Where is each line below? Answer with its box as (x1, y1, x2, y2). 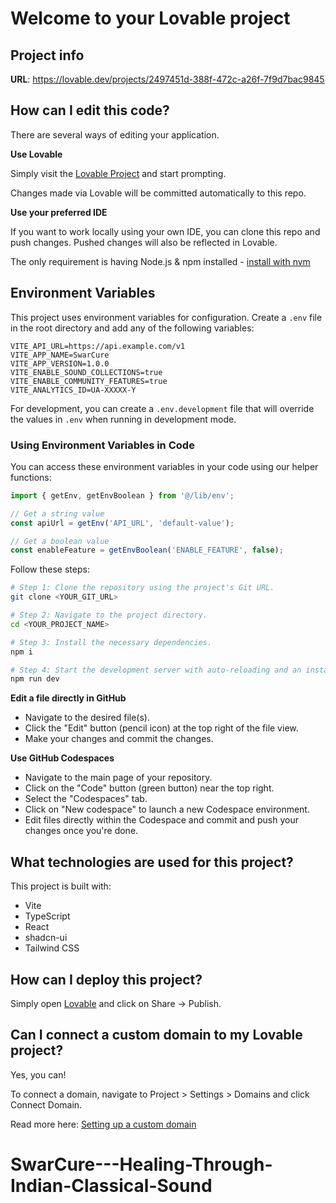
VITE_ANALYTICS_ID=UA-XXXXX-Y (10, 385, 137, 395)
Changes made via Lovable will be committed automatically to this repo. (10, 187, 307, 199)
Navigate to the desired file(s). (24, 712, 150, 724)
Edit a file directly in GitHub (10, 692, 127, 704)
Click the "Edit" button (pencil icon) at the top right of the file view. (24, 722, 299, 734)
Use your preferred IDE (10, 206, 108, 218)
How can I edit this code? (10, 102, 170, 119)
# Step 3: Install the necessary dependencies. (10, 637, 213, 647)
